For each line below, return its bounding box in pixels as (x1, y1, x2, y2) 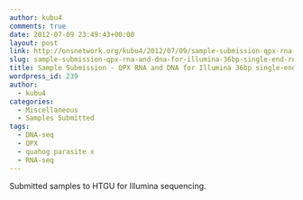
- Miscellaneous (17, 105, 78, 114)
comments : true (9, 22, 67, 31)
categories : (9, 96, 54, 106)
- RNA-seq (17, 155, 54, 165)
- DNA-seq (17, 131, 54, 140)
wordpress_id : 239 (9, 72, 78, 81)
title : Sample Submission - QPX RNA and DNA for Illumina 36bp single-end (9, 64, 297, 73)
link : (9, 47, 30, 56)
